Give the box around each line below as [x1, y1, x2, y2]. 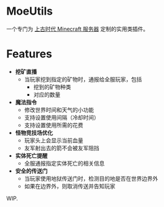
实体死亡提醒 [15, 151, 48, 159]
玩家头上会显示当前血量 [24, 136, 84, 144]
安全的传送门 [15, 167, 48, 175]
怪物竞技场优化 [15, 129, 53, 136]
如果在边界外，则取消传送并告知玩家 [24, 182, 116, 190]
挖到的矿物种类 [33, 83, 71, 90]
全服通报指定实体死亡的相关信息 [24, 159, 105, 167]
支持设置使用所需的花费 [24, 121, 84, 129]
